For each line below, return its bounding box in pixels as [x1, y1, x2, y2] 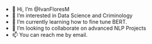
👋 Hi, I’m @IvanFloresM [11, 6, 70, 12]
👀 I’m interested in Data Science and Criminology [11, 12, 133, 19]
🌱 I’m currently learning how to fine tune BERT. [11, 18, 127, 25]
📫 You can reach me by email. [11, 32, 88, 38]
